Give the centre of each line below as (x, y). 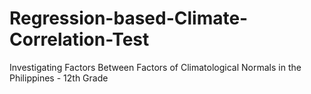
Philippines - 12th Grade (59, 78)
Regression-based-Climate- (129, 18)
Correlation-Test (79, 39)
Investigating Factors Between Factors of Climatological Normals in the (155, 67)
